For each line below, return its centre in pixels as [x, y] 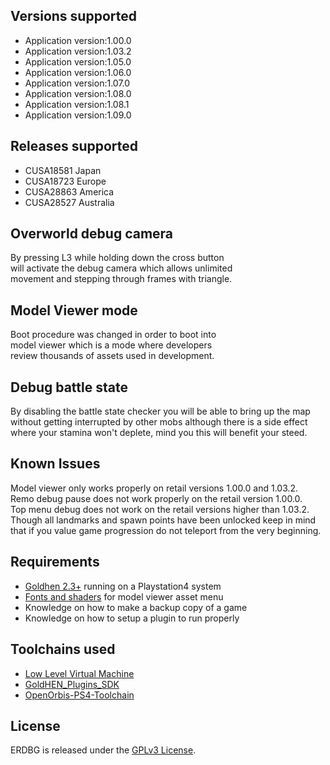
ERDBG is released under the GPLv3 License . [103, 750]
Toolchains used [63, 649]
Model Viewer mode [74, 310]
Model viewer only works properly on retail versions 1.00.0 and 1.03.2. [154, 488]
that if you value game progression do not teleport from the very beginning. [166, 530]
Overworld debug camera [92, 234]
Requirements [55, 562]
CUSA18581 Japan [63, 170]
